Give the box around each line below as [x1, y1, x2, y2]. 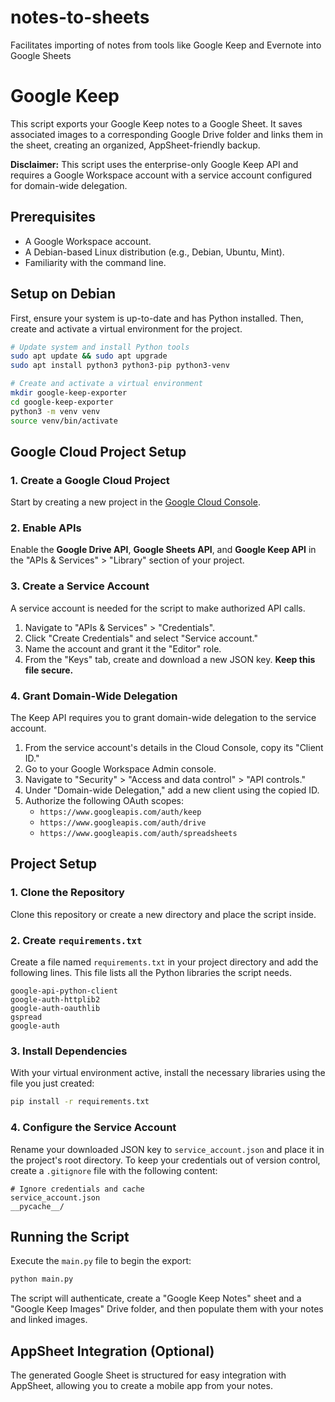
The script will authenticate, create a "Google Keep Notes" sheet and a [10, 1292, 302, 1305]
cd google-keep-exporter [10, 397, 114, 407]
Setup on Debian [10, 286, 117, 303]
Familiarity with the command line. [24, 256, 167, 268]
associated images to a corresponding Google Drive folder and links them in [10, 128, 324, 140]
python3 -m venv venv [10, 406, 101, 416]
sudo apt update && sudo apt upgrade [10, 351, 168, 361]
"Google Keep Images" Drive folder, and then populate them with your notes [10, 1303, 324, 1315]
